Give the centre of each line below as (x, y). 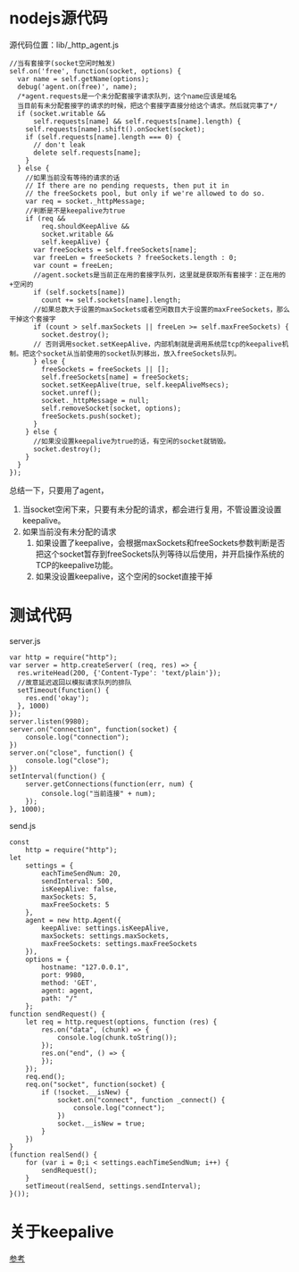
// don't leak (59, 145)
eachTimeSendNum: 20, (82, 873)
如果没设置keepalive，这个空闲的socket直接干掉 (124, 576)
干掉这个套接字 (33, 319)
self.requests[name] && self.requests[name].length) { (137, 121)
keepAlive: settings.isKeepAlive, (105, 928)
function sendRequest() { (57, 1014)
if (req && (46, 218)
